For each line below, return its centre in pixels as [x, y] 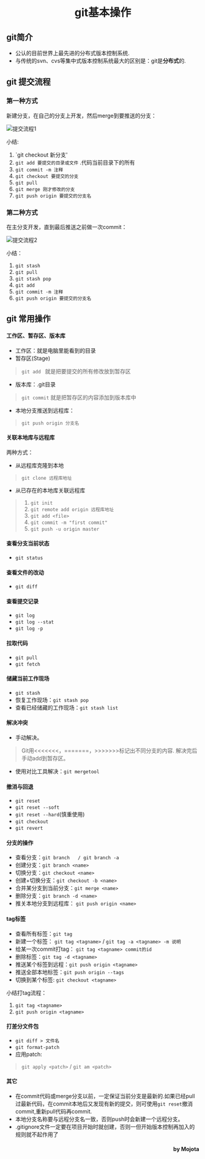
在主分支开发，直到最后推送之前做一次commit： [67, 227]
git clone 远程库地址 [47, 478]
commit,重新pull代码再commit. [54, 1112]
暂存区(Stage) [33, 358]
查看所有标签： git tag [43, 934]
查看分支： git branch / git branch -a [67, 857]
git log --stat [35, 622]
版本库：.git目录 [35, 384]
